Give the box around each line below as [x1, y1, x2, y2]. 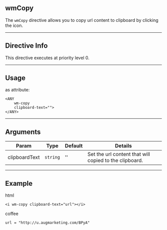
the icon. [5, 22, 23, 28]
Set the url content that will [87, 151, 150, 158]
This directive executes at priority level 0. [5, 55, 89, 61]
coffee [5, 211, 19, 217]
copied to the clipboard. [87, 157, 143, 164]
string [44, 154, 61, 160]
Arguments [5, 128, 41, 136]
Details [115, 143, 132, 150]
